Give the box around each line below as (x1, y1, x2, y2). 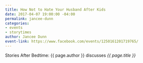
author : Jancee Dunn (5, 35, 47, 40)
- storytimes (5, 30, 32, 35)
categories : (5, 21, 29, 26)
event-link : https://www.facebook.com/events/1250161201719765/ (5, 39, 139, 44)
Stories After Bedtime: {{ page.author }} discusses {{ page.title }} (5, 52, 136, 58)
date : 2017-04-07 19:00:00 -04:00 (5, 12, 76, 17)
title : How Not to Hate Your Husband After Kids (5, 7, 106, 12)
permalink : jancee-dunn (5, 16, 54, 21)
